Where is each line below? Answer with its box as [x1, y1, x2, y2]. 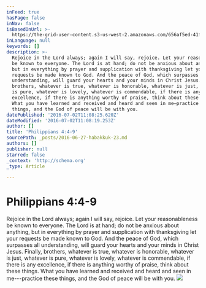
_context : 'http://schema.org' [6, 157, 86, 163]
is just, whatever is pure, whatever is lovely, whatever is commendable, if [6, 254, 191, 262]
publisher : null [6, 146, 48, 152]
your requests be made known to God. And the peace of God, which [6, 235, 179, 243]
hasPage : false [6, 15, 45, 21]
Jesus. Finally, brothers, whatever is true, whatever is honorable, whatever [6, 248, 194, 255]
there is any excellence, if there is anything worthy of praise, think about [6, 261, 189, 268]
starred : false [6, 152, 45, 158]
